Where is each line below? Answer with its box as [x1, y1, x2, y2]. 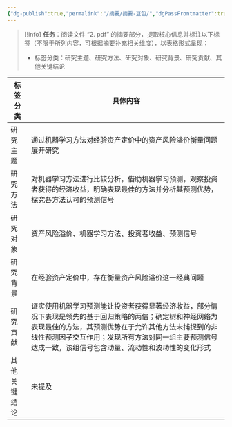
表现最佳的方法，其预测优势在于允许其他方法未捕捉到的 [30, 322, 211, 331]
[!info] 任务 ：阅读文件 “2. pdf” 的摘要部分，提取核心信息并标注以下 [23, 30, 214, 38]
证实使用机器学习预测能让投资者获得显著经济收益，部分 [30, 301, 211, 311]
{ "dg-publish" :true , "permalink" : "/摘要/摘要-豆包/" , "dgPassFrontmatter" [7, 10, 215, 17]
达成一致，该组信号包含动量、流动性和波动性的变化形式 [30, 343, 211, 352]
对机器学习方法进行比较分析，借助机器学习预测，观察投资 [30, 174, 218, 183]
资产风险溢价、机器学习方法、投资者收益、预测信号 [30, 228, 197, 238]
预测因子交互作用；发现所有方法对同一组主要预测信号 [44, 332, 218, 342]
